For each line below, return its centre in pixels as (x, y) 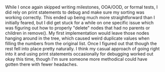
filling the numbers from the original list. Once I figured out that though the (81, 43)
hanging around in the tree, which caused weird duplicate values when (77, 38)
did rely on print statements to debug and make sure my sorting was (75, 12)
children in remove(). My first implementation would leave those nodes (77, 33)
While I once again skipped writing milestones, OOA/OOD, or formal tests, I (81, 7)
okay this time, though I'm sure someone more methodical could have (76, 59)
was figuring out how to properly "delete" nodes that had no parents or (78, 28)
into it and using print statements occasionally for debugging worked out (79, 54)
